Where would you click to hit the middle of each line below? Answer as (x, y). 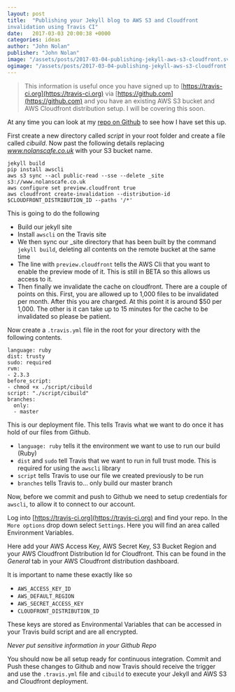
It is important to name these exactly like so (70, 574)
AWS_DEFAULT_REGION (46, 596)
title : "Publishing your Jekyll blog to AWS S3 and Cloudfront (103, 20)
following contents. (35, 337)
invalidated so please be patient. (64, 316)
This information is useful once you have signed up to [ (104, 86)
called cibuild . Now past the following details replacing (86, 143)
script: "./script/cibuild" (48, 393)
